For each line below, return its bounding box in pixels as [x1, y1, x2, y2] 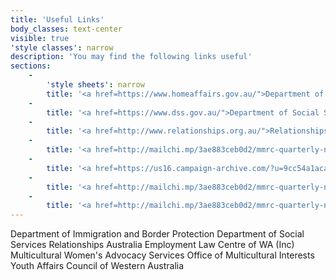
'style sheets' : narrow [46, 80, 145, 90]
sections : [10, 61, 52, 71]
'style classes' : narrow [10, 42, 114, 53]
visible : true [10, 33, 70, 43]
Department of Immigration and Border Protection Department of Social [10, 228, 305, 240]
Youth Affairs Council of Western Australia [10, 260, 185, 272]
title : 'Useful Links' [10, 14, 105, 25]
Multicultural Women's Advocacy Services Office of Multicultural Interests [10, 249, 315, 261]
